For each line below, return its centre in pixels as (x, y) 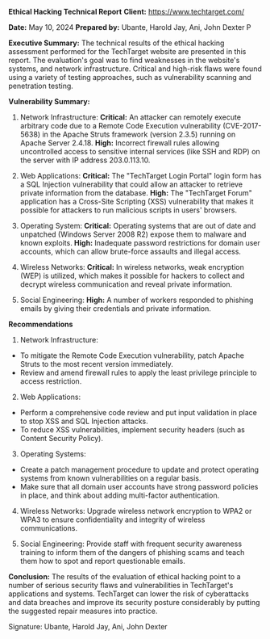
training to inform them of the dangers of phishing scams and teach (132, 552)
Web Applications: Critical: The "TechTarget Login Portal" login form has (141, 176)
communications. (49, 528)
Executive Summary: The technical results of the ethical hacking (116, 43)
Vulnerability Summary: (49, 101)
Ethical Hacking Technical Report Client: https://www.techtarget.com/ (127, 12)
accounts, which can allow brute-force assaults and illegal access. (131, 251)
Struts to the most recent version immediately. (96, 364)
